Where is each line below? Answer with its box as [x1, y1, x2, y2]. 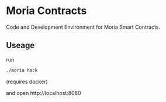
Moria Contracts [6, 4, 87, 18]
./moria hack [6, 67, 38, 73]
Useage [6, 40, 35, 50]
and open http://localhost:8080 [6, 89, 81, 96]
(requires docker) [6, 78, 48, 85]
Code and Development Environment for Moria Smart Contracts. [6, 23, 161, 30]
